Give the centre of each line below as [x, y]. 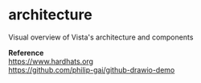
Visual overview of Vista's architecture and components [101, 37]
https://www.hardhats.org [51, 61]
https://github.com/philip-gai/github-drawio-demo [92, 69]
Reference [26, 52]
